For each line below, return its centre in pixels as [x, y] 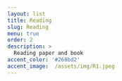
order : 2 [20, 40]
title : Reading [30, 20]
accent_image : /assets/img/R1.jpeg [61, 66]
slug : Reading [28, 27]
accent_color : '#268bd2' [44, 60]
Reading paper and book [48, 54]
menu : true [23, 33]
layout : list [26, 14]
